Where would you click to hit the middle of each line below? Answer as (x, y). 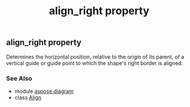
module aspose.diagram (44, 91)
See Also (19, 78)
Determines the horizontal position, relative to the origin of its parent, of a (95, 57)
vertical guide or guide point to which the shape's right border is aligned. (94, 63)
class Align (28, 97)
